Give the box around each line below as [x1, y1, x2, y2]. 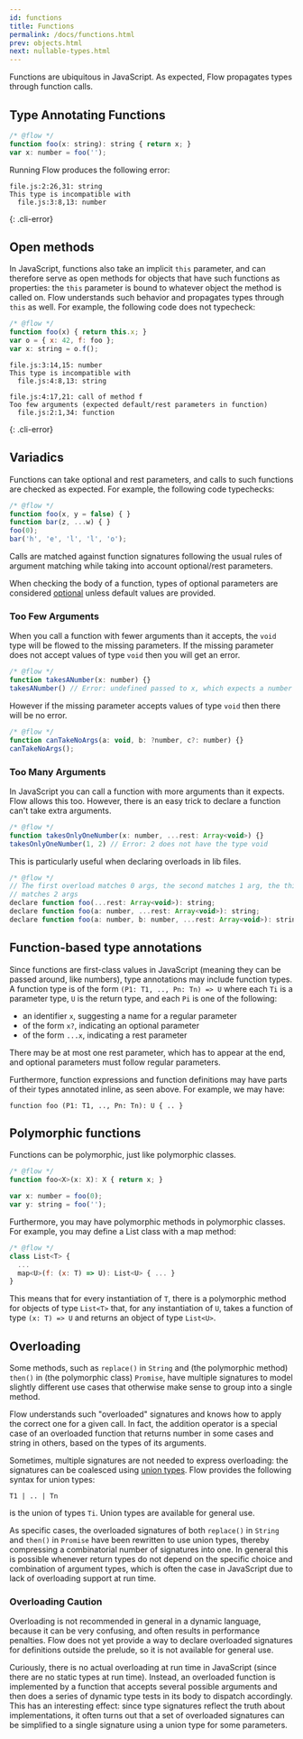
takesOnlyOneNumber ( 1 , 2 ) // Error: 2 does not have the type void [9, 839, 269, 848]
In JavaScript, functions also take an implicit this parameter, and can [9, 264, 266, 274]
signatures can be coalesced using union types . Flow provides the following [9, 1465, 291, 1475]
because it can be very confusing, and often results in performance [9, 1625, 260, 1636]
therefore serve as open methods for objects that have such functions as [9, 273, 280, 284]
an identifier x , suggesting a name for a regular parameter [22, 1010, 237, 1021]
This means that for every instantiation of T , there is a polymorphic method [9, 1293, 287, 1304]
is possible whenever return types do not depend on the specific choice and [9, 1554, 293, 1565]
